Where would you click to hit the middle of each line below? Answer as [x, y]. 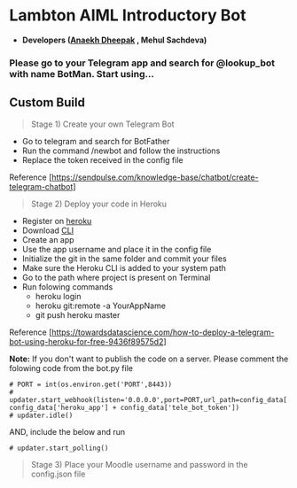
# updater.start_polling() [59, 448]
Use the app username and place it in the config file [117, 249]
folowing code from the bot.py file [71, 368]
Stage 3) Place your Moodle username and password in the [139, 464]
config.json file [58, 474]
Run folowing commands [67, 287]
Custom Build [47, 103]
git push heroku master [78, 314]
